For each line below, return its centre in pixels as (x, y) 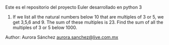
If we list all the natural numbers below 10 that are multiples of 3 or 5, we (88, 17)
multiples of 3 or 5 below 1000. (45, 27)
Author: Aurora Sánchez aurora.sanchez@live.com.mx (62, 37)
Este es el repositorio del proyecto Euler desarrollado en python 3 (74, 7)
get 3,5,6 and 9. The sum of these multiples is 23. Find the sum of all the (88, 22)
